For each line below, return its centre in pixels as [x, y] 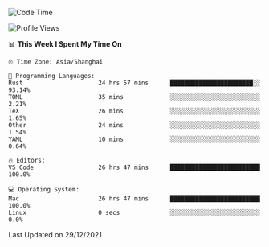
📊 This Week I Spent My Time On [65, 44]
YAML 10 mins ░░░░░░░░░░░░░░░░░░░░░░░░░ [134, 139]
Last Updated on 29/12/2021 [55, 235]
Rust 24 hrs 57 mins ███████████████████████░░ [134, 83]
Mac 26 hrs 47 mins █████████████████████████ [134, 199]
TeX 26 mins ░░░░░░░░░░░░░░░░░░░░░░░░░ [134, 111]
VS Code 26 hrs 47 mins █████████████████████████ [134, 167]
